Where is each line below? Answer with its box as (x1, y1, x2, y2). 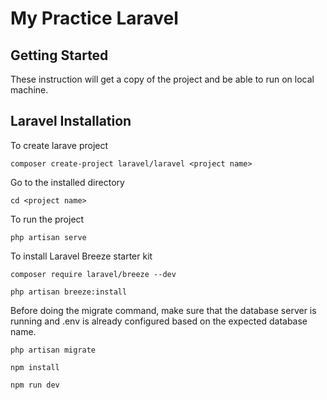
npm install (10, 362, 60, 372)
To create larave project (10, 139, 109, 151)
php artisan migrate (10, 345, 97, 355)
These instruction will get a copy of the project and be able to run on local (10, 73, 315, 85)
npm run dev (10, 380, 60, 390)
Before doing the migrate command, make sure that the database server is (10, 304, 317, 316)
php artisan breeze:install (10, 287, 128, 297)
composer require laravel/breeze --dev (10, 269, 177, 279)
